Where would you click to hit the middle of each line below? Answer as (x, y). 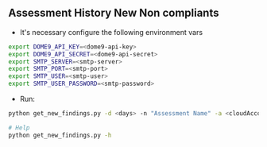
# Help (19, 128)
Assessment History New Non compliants (114, 13)
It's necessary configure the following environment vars (111, 32)
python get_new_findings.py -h (60, 135)
